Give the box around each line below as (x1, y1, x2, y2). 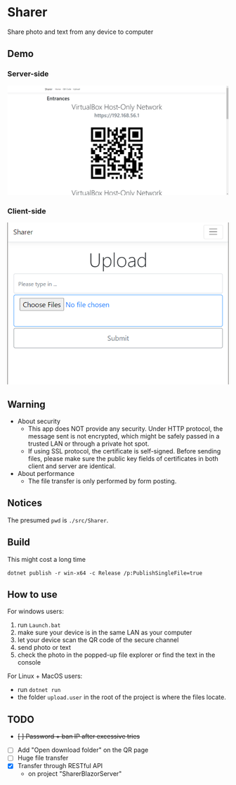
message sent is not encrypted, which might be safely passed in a (27, 432, 220, 441)
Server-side (7, 69, 49, 79)
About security (17, 417, 61, 426)
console (17, 658, 41, 667)
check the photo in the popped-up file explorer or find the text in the (17, 651, 216, 659)
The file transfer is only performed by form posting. (27, 477, 177, 486)
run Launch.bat (17, 621, 61, 629)
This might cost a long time (7, 555, 86, 563)
